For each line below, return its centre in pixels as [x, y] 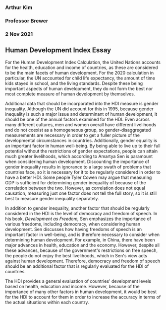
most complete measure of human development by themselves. [70, 94]
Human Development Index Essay [58, 50]
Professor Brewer [27, 20]
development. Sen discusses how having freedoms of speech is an [74, 229]
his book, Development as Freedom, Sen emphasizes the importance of [78, 219]
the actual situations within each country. [47, 302]
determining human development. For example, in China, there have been [80, 239]
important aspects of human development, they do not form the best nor [79, 88]
